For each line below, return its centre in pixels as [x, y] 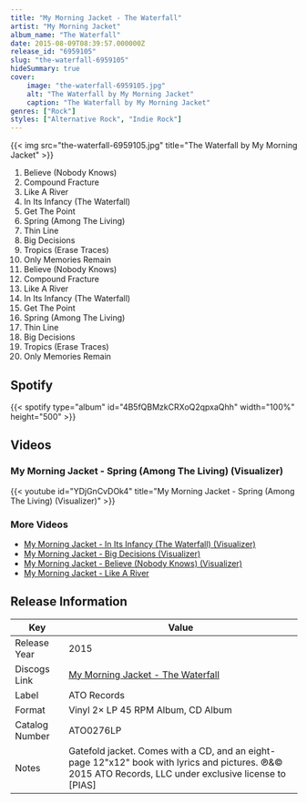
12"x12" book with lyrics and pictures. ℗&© [188, 762]
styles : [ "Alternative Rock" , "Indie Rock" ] [96, 119]
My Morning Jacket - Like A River [86, 573]
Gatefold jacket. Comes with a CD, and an [158, 750]
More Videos [40, 524]
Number [32, 736]
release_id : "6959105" [53, 52]
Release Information [69, 602]
